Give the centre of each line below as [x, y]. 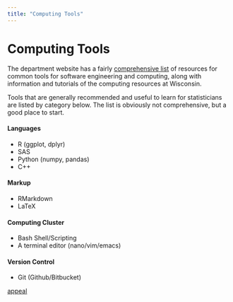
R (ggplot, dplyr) [41, 144]
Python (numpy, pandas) [53, 159]
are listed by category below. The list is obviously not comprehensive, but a [117, 105]
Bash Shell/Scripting [47, 238]
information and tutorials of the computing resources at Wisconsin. [104, 83]
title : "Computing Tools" [45, 14]
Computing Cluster [36, 222]
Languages [24, 129]
